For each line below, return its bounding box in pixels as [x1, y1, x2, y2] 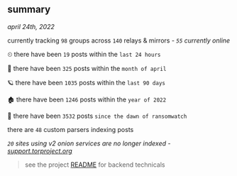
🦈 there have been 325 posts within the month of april [7, 64, 167, 72]
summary [7, 4, 51, 16]
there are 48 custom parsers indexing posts [7, 125, 134, 133]
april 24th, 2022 [7, 22, 55, 31]
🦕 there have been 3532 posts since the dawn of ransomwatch [7, 111, 187, 120]
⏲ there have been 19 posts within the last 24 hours [7, 50, 161, 58]
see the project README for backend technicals [24, 160, 165, 169]
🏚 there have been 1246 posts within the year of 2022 [7, 95, 167, 104]
